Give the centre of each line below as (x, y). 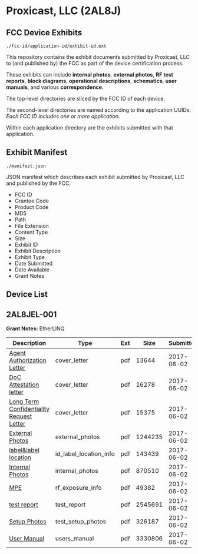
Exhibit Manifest (37, 152)
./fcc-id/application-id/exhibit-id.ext (57, 46)
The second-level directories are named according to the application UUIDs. (99, 110)
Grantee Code (32, 201)
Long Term (24, 402)
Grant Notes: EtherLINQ (35, 329)
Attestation (24, 385)
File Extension (32, 225)
